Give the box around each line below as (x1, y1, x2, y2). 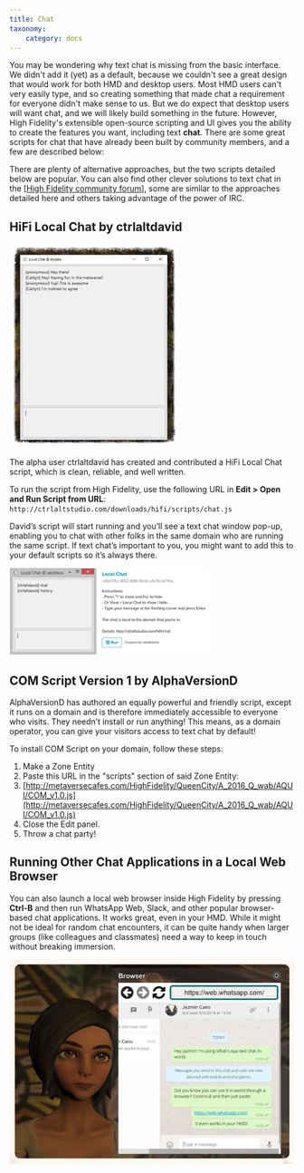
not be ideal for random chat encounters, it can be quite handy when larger (9, 921, 290, 933)
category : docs (25, 34, 83, 43)
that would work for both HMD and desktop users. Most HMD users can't (9, 79, 282, 90)
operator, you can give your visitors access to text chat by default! (9, 726, 256, 736)
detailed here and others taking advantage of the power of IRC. (9, 193, 245, 204)
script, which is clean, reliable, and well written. (9, 467, 186, 478)
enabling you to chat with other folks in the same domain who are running (9, 530, 284, 541)
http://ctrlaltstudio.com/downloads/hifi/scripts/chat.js (9, 505, 233, 514)
